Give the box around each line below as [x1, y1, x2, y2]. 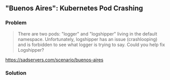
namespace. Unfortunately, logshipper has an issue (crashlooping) [17, 36, 158, 42]
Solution [5, 69, 27, 76]
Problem [5, 19, 27, 26]
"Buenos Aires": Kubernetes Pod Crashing [5, 4, 144, 13]
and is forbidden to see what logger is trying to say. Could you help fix [17, 42, 165, 48]
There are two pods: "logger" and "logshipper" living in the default [17, 30, 158, 37]
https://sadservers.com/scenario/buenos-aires [5, 57, 103, 63]
